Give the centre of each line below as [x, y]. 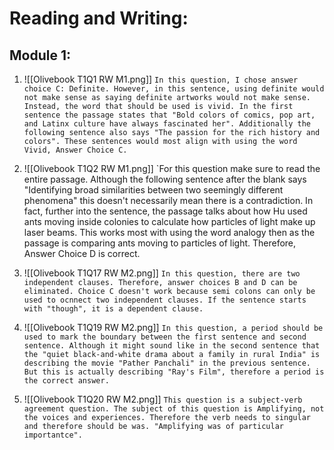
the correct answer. [66, 381]
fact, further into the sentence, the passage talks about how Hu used [165, 211]
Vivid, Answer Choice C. [75, 150]
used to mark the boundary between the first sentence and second [165, 337]
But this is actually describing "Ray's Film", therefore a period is [174, 372]
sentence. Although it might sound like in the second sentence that [172, 346]
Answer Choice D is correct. [82, 253]
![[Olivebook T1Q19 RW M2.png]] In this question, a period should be [173, 327]
